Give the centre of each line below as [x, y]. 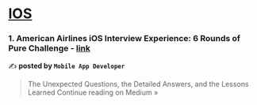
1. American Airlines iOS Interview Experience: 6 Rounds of [124, 39]
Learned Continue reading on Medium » [93, 92]
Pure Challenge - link [50, 48]
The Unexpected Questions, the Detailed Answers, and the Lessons [138, 84]
